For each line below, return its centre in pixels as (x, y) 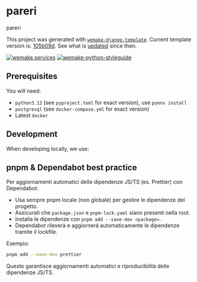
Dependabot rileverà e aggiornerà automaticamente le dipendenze (97, 225)
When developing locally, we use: (48, 149)
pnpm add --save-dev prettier (44, 255)
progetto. (26, 206)
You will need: (23, 91)
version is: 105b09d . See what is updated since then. (71, 46)
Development (32, 134)
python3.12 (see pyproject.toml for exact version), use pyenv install (101, 102)
